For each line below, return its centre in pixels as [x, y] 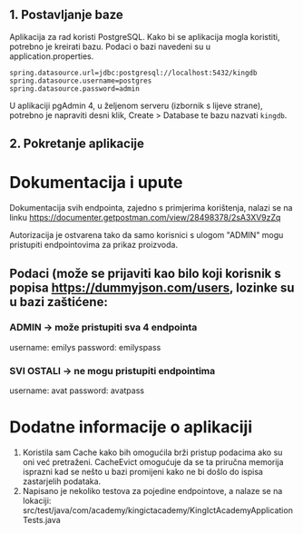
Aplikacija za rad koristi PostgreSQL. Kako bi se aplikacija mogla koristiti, [145, 36]
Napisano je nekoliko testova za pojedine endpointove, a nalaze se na [152, 491]
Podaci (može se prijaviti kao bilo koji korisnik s [145, 273]
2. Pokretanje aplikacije [77, 144]
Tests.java [41, 520]
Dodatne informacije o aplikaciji [131, 427]
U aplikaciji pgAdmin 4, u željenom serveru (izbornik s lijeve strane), [136, 105]
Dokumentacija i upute [96, 183]
